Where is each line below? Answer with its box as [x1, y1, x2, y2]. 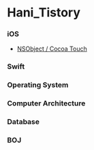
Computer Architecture [7, 99, 86, 108]
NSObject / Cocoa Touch [16, 45, 87, 53]
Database [7, 117, 40, 127]
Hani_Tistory [7, 5, 80, 21]
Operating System [7, 80, 69, 90]
